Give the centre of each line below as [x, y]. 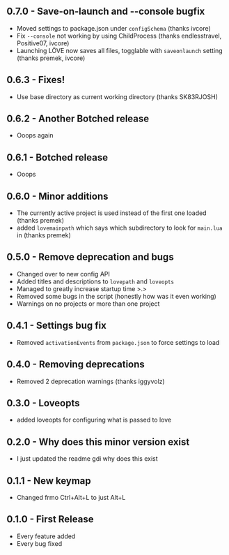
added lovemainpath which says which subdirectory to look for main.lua [120, 228]
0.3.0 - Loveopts [44, 403]
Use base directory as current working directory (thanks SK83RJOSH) [117, 96]
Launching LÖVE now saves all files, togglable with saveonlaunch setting [120, 50]
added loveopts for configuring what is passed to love [94, 420]
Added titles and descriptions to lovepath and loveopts [95, 281]
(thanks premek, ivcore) [51, 58]
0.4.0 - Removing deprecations [76, 365]
